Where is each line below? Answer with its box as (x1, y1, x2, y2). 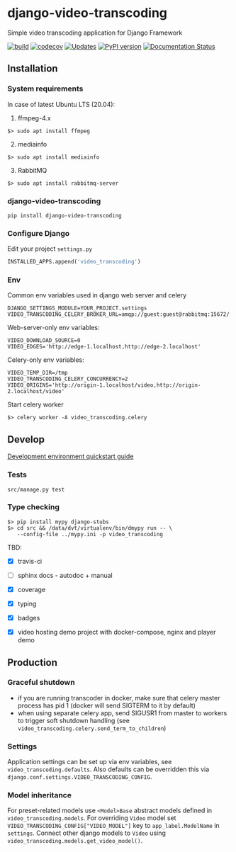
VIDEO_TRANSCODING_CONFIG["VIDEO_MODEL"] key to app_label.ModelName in (7, 822, 220, 830)
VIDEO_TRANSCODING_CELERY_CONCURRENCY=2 (7, 375, 129, 383)
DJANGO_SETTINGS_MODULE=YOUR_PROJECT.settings (7, 305, 147, 312)
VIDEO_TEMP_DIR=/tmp (7, 370, 69, 377)
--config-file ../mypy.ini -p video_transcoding (16, 530, 163, 538)
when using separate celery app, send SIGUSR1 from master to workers (17, 708, 227, 717)
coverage (17, 585, 46, 593)
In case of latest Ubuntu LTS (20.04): (7, 100, 116, 108)
